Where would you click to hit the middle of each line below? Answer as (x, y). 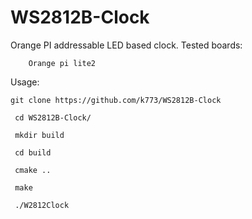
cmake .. (33, 170)
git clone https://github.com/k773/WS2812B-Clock (116, 100)
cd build (33, 152)
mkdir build (39, 135)
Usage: (25, 82)
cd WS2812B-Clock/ (53, 117)
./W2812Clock (42, 205)
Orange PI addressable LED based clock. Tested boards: (126, 45)
